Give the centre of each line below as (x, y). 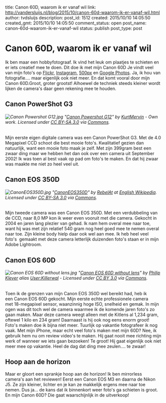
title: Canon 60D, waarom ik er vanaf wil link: (51, 7)
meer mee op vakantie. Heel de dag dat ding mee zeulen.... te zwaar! (76, 346)
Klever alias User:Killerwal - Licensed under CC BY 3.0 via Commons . (76, 278)
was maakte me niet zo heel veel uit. (42, 164)
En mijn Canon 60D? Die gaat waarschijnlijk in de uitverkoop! (67, 395)
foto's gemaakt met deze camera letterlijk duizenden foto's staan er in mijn (82, 239)
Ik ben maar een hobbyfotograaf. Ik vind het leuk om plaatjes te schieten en (82, 62)
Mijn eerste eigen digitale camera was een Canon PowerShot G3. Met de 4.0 (83, 137)
